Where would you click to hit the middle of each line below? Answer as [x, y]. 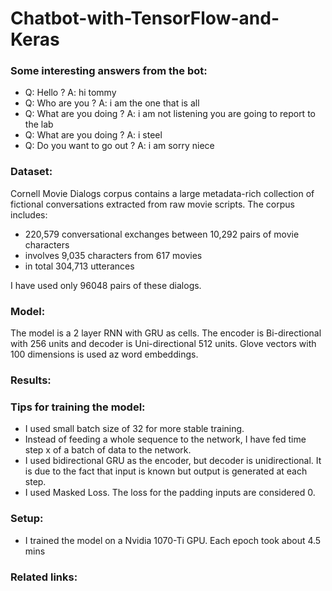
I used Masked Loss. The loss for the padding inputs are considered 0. [170, 493]
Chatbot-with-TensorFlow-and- [145, 18]
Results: [31, 380]
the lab [39, 124]
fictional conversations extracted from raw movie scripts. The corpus [152, 204]
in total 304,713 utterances [79, 266]
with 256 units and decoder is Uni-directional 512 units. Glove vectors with [163, 344]
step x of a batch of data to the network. [108, 450]
